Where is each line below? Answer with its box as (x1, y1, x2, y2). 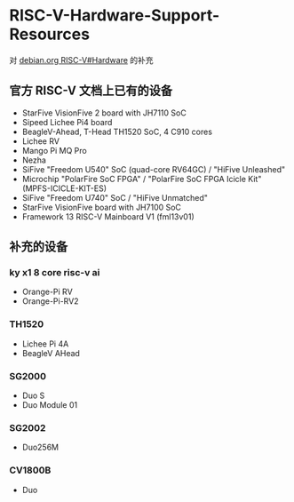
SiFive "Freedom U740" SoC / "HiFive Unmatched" (21, 192, 209, 203)
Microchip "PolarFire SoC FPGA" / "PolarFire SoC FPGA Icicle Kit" (21, 173, 262, 184)
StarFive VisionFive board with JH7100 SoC (21, 202, 182, 212)
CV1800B (9, 464, 52, 476)
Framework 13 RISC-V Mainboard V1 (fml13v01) (21, 211, 195, 222)
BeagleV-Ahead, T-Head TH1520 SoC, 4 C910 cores (21, 126, 213, 137)
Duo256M (21, 442, 60, 453)
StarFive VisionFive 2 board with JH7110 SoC (21, 108, 187, 118)
